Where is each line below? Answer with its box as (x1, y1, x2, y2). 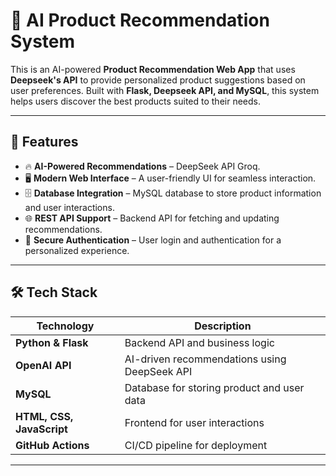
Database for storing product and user (124, 380, 305, 394)
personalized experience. (24, 244, 130, 256)
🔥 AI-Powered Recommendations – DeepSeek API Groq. (24, 160, 261, 172)
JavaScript (15, 422, 68, 436)
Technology (36, 319, 95, 333)
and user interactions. (24, 201, 115, 213)
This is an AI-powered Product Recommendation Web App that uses (10, 63, 296, 75)
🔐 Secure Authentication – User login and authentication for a (24, 234, 282, 246)
